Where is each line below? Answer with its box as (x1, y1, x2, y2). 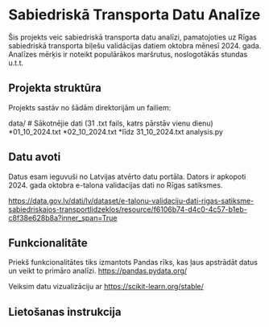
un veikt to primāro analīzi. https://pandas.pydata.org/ (8, 266, 188, 275)
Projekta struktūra (8, 81, 102, 95)
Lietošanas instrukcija (8, 304, 122, 319)
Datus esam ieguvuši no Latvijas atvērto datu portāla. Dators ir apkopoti (8, 172, 246, 181)
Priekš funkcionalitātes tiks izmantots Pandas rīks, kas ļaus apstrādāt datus (8, 258, 258, 267)
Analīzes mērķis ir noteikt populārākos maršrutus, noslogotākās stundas (8, 49, 248, 59)
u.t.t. (8, 58, 24, 68)
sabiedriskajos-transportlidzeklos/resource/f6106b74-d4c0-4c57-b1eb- (8, 204, 247, 214)
